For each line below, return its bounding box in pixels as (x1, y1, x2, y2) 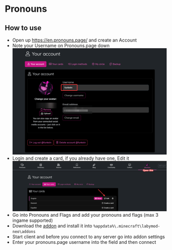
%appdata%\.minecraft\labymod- (93, 223, 160, 228)
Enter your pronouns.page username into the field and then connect (12, 239, 157, 245)
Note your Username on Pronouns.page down (12, 43, 110, 49)
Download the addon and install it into (12, 222, 92, 228)
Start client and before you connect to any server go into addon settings (12, 234, 165, 240)
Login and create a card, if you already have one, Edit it (12, 155, 129, 161)
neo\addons (12, 229, 36, 234)
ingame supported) (12, 217, 53, 223)
